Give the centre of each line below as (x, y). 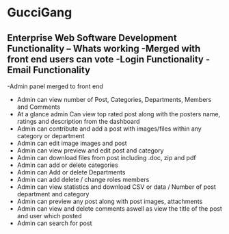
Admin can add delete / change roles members (83, 180)
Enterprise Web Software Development (92, 38)
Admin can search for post (54, 223)
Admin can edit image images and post (72, 143)
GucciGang (40, 13)
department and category (53, 194)
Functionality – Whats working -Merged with (104, 48)
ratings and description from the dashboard (78, 121)
